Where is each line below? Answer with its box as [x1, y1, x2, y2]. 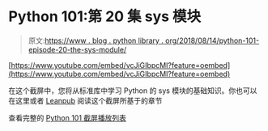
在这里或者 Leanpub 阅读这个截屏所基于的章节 [8, 95, 163, 105]
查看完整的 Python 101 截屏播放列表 [8, 112, 127, 122]
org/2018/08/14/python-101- [165, 36, 260, 45]
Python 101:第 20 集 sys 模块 [8, 7, 202, 26]
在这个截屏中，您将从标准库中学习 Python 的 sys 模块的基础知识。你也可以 [8, 86, 257, 95]
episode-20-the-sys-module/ [28, 44, 127, 54]
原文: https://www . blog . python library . [28, 36, 164, 45]
